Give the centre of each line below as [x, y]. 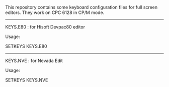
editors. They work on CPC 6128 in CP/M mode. [55, 12]
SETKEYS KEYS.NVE [27, 80]
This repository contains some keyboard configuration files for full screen [81, 7]
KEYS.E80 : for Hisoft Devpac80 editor [45, 27]
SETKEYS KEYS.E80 [26, 46]
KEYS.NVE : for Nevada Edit [34, 60]
